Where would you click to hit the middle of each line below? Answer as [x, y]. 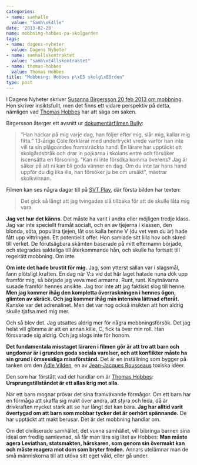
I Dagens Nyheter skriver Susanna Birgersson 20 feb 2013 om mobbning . [95, 99]
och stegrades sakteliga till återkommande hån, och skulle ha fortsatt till [93, 250]
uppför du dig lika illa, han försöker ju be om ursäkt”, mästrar [94, 172]
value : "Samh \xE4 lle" [38, 22]
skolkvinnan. [36, 178]
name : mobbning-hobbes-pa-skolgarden [52, 34]
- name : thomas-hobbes [34, 66]
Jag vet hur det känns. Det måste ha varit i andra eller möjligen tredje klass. [98, 219]
